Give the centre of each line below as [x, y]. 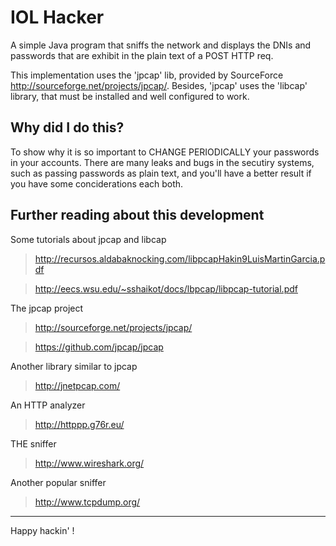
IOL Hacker [57, 17]
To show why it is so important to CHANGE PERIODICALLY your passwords [165, 152]
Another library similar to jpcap [74, 366]
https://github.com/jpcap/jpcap [99, 347]
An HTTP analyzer [48, 405]
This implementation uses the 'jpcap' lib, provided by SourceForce [147, 75]
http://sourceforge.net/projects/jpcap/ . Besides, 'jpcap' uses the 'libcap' [159, 85]
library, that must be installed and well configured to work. [130, 96]
